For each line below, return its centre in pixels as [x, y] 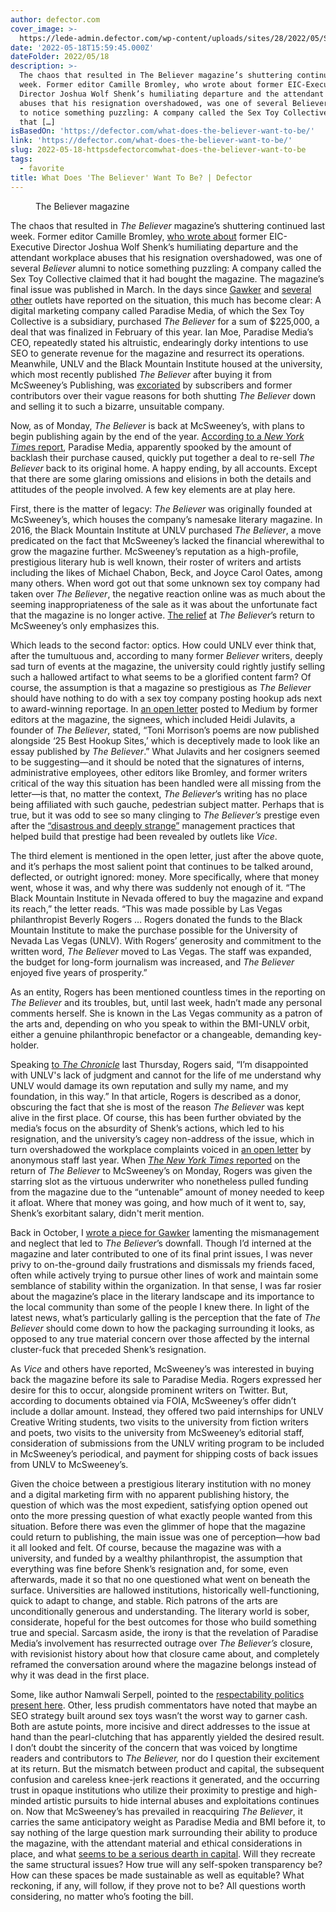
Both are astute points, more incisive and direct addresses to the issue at [160, 1726]
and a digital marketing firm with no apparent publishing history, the [150, 1494]
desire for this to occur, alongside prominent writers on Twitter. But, [149, 1390]
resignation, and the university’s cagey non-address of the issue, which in [162, 1138]
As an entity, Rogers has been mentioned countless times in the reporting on [168, 992]
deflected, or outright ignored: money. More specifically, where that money [165, 877]
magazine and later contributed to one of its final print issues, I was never [161, 1253]
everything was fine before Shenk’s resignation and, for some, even [149, 1568]
